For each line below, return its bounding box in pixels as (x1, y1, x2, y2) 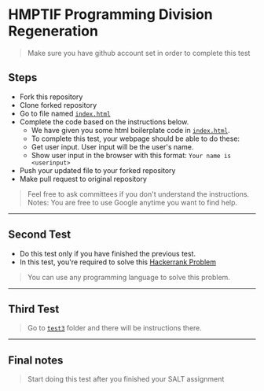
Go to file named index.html (19, 109, 112, 118)
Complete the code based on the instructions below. (19, 116, 189, 127)
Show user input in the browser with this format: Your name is (31, 150, 232, 160)
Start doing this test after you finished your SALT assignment (27, 374, 225, 384)
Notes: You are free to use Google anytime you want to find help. (27, 197, 238, 207)
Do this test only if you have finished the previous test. (19, 249, 196, 258)
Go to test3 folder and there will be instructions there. (27, 323, 203, 333)
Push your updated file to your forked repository (19, 165, 176, 175)
